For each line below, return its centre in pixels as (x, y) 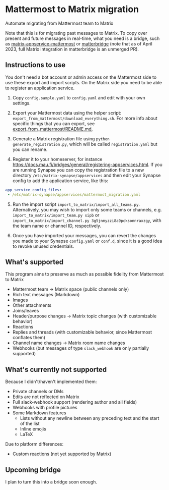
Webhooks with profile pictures (45, 408)
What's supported (34, 262)
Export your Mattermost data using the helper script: (67, 113)
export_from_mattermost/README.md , (53, 129)
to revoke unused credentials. (43, 246)
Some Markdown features (39, 413)
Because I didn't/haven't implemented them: (51, 382)
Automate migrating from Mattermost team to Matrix (59, 23)
